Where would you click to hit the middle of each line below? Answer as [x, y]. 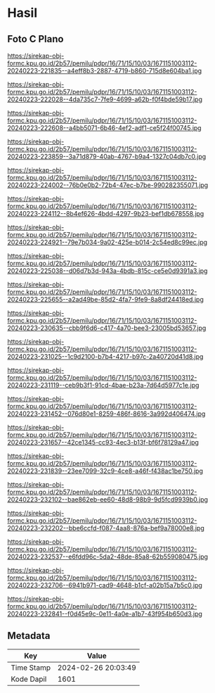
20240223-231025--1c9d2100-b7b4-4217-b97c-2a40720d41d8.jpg [105, 356]
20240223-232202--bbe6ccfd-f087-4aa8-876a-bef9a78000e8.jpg [106, 528]
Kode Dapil [29, 679]
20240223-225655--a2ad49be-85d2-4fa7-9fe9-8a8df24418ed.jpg [105, 299]
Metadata [29, 636]
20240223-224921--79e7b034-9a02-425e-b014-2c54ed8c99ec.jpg [107, 242]
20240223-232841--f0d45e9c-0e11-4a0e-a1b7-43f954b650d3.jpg [105, 614]
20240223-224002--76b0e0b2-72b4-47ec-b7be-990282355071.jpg [108, 185]
